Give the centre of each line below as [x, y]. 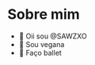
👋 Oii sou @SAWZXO [53, 36]
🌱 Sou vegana [42, 44]
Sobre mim [44, 14]
